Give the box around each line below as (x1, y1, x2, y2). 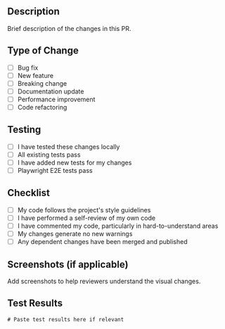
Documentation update (17, 87, 84, 96)
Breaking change (17, 79, 67, 87)
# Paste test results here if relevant (7, 316, 124, 323)
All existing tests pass (17, 150, 81, 159)
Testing (7, 124, 41, 136)
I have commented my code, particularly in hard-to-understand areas (17, 221, 219, 230)
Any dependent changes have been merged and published (17, 238, 188, 246)
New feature (17, 71, 54, 79)
